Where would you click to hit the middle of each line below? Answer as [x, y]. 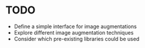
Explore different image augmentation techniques [74, 32]
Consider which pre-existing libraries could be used [77, 39]
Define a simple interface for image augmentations [75, 26]
